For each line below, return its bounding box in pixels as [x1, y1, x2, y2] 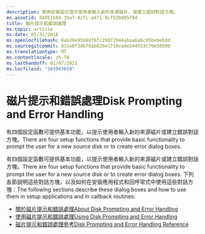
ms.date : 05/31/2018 [6, 32, 59, 38]
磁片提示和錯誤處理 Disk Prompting [6, 94, 182, 108]
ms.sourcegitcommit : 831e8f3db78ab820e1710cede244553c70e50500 [6, 43, 171, 49]
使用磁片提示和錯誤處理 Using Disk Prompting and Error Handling [15, 213, 178, 221]
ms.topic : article [6, 26, 53, 32]
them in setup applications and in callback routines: [6, 193, 136, 200]
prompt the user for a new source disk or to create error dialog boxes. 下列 [6, 170, 194, 178]
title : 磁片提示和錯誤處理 [6, 20, 67, 26]
